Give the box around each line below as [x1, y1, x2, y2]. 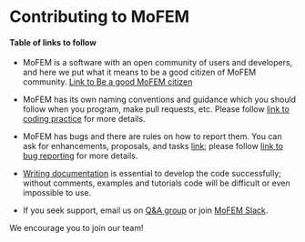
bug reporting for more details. [22, 150, 138, 161]
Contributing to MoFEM [9, 6, 189, 27]
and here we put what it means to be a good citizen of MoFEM [22, 66, 257, 78]
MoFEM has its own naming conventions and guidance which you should [22, 94, 297, 106]
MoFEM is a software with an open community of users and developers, [22, 57, 293, 68]
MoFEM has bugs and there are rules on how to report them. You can [22, 131, 282, 142]
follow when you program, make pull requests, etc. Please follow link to [22, 104, 290, 115]
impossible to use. [22, 187, 92, 198]
